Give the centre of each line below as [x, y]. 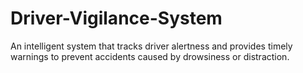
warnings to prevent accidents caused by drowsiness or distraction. [150, 56]
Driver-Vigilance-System [116, 18]
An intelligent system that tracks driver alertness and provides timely [151, 46]
